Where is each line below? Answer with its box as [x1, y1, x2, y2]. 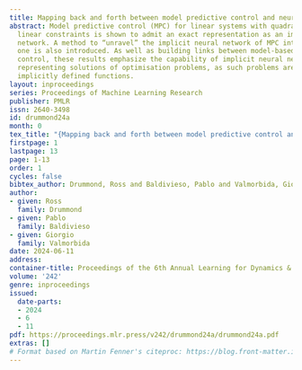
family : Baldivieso [17, 222, 91, 231]
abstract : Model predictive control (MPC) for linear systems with [9, 22, 268, 31]
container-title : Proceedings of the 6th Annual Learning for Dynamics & [9, 264, 292, 273]
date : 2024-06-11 [9, 247, 75, 256]
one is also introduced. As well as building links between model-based [17, 47, 296, 56]
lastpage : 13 [9, 146, 58, 155]
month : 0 [9, 122, 42, 131]
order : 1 [9, 163, 42, 172]
